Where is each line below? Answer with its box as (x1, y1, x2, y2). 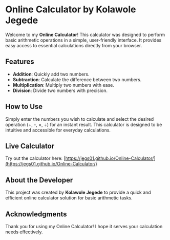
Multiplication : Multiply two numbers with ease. (12, 82, 114, 88)
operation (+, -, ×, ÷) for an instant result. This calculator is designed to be (5, 121, 162, 127)
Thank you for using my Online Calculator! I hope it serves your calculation (5, 224, 163, 229)
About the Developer (5, 176, 73, 184)
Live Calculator (5, 141, 55, 150)
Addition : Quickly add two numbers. (12, 71, 90, 77)
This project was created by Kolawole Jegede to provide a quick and (5, 189, 151, 196)
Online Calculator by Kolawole (5, 4, 136, 15)
